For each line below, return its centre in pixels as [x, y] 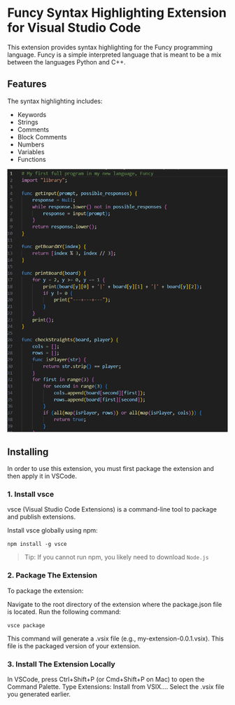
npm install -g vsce [37, 545]
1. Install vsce [31, 494]
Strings [28, 122]
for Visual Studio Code [74, 28]
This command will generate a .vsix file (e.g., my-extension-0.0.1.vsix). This [115, 638]
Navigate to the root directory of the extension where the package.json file [115, 604]
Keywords [32, 114]
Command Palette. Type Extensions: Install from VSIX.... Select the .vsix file [116, 687]
